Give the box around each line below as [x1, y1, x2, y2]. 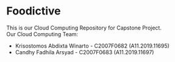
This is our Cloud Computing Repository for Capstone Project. [6, 24, 162, 31]
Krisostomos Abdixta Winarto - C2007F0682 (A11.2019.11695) [15, 42, 170, 49]
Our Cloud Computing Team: [6, 30, 78, 37]
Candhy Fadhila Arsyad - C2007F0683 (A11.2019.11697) [15, 48, 154, 55]
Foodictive [6, 4, 61, 18]
